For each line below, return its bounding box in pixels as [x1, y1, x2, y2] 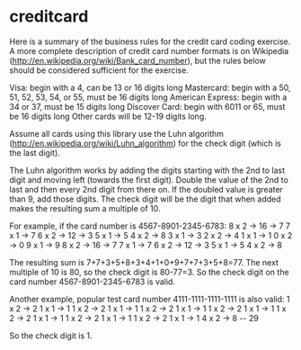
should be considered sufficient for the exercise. [9, 65, 189, 76]
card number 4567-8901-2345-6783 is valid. [9, 276, 175, 287]
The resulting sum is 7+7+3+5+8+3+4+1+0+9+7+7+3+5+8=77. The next [9, 256, 279, 267]
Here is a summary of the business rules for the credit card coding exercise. [9, 36, 291, 47]
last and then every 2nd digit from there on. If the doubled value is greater [9, 184, 283, 194]
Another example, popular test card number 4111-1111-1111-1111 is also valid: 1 [9, 293, 290, 304]
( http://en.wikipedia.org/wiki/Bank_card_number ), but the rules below [9, 55, 267, 66]
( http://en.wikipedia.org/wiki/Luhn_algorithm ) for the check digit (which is [9, 138, 281, 148]
